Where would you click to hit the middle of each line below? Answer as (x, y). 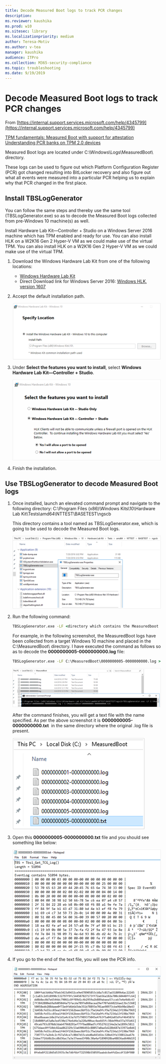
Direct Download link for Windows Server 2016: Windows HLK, (83, 281)
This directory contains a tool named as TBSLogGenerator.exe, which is (85, 524)
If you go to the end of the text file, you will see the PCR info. (74, 959)
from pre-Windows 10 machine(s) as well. (47, 221)
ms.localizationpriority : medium (40, 37)
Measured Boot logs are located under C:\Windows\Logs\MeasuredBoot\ (79, 152)
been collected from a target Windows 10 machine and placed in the (82, 641)
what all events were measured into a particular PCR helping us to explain (80, 178)
